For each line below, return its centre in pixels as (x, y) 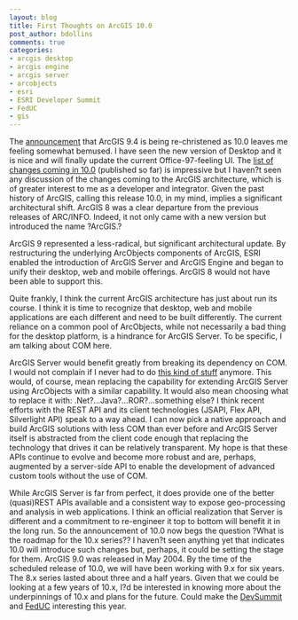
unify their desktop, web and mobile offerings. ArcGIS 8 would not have (140, 272)
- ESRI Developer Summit (55, 100)
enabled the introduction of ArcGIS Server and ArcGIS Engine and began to (146, 263)
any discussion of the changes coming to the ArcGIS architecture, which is (145, 179)
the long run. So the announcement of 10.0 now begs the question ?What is (147, 531)
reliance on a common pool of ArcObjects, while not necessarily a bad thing (148, 327)
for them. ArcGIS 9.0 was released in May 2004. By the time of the (130, 559)
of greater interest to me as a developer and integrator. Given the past (137, 189)
